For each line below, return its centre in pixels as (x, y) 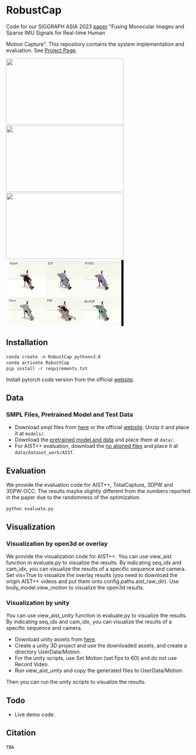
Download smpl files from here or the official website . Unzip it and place (102, 427)
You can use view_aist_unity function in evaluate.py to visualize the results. (97, 616)
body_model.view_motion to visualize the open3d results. (75, 587)
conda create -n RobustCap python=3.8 (53, 357)
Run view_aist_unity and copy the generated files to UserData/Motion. (99, 670)
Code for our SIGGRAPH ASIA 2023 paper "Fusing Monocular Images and (95, 26)
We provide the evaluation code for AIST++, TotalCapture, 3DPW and (89, 485)
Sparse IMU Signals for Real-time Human (56, 32)
